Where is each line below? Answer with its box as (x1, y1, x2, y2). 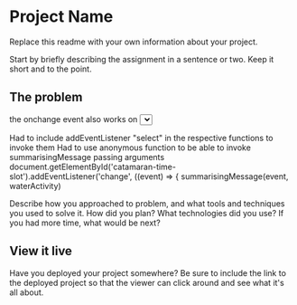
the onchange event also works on (9, 113, 138, 124)
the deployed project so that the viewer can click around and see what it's (9, 277, 284, 288)
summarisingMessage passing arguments (9, 151, 165, 162)
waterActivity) (9, 180, 61, 191)
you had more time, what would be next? (9, 217, 161, 228)
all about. (9, 287, 44, 298)
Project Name (9, 6, 114, 27)
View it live (9, 243, 72, 259)
